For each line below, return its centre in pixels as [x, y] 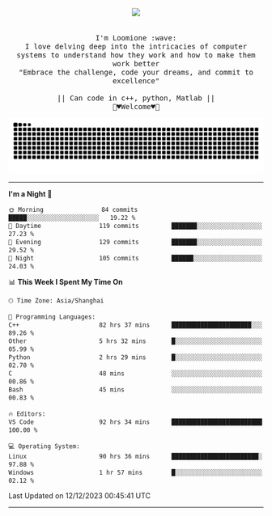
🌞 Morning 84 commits [73, 209]
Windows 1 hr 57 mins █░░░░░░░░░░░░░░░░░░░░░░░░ [136, 472]
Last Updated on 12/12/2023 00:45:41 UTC [80, 495]
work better [136, 63]
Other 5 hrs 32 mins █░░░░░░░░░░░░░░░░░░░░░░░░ [136, 341]
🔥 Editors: [27, 414]
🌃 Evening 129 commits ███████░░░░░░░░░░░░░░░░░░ [136, 242]
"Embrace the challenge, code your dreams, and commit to [136, 72]
